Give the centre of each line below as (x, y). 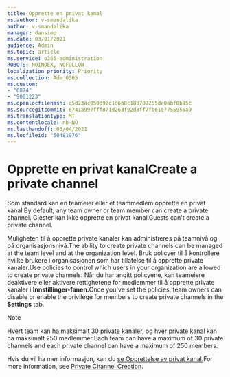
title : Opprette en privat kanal (55, 13)
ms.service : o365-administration (55, 59)
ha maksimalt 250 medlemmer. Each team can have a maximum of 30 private (115, 338)
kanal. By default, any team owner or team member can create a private (108, 210)
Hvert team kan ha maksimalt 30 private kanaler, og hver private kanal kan (112, 331)
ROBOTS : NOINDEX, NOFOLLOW (46, 65)
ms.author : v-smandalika (43, 20)
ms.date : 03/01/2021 (37, 39)
